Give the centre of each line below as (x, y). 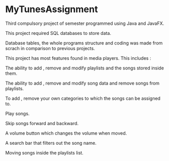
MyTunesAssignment (52, 9)
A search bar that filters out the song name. (51, 143)
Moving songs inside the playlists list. (45, 152)
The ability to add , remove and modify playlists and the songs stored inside (85, 68)
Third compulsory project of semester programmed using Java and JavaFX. (85, 23)
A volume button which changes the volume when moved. (66, 133)
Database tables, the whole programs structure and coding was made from (84, 43)
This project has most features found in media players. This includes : (78, 58)
